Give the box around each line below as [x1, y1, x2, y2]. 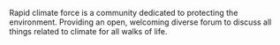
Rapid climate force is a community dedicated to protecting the [9, 8, 238, 18]
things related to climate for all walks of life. [9, 26, 168, 36]
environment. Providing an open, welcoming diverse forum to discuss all [9, 17, 272, 27]
